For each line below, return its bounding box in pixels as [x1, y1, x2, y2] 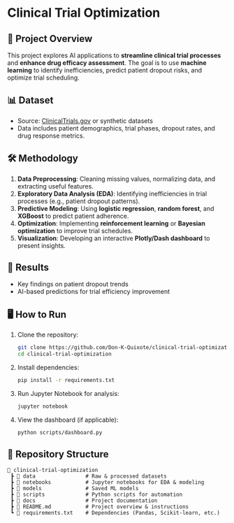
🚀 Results [7, 262, 49, 274]
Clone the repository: [17, 330, 79, 339]
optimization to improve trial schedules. [17, 226, 133, 235]
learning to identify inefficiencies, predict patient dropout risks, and [7, 66, 203, 74]
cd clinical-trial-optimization [17, 351, 112, 358]
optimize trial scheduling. [7, 73, 80, 82]
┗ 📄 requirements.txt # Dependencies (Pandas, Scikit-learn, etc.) [10, 510, 220, 517]
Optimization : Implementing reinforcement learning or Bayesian [17, 219, 206, 228]
